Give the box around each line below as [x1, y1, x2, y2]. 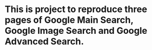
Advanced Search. [5, 36, 84, 47]
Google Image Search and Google [5, 25, 147, 36]
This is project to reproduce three [5, 4, 147, 15]
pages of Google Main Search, [5, 14, 134, 26]
